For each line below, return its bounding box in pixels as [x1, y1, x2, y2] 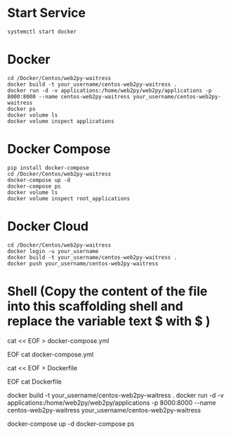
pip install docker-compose [7, 164, 90, 171]
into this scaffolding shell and [7, 298, 184, 314]
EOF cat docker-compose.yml [7, 350, 94, 358]
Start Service [7, 5, 86, 21]
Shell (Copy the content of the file [7, 283, 208, 299]
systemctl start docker [7, 28, 77, 35]
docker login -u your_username [7, 247, 99, 254]
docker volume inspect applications [7, 117, 114, 124]
